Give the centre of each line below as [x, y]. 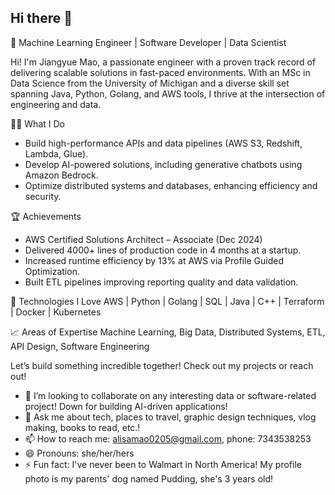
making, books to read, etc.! [82, 427]
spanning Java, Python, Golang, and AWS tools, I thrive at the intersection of [168, 93]
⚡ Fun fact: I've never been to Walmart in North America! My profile [163, 464]
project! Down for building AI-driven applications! [126, 406]
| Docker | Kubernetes [56, 312]
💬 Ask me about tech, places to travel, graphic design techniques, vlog [170, 417]
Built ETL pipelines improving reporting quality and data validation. [161, 282]
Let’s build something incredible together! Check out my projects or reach [162, 365]
